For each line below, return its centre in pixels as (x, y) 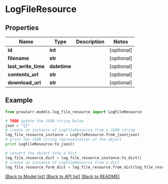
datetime (60, 66)
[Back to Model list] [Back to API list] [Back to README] (62, 176)
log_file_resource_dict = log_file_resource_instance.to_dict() (73, 158)
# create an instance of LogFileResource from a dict (62, 162)
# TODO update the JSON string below (44, 121)
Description (90, 42)
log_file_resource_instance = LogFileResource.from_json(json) (72, 135)
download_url (24, 82)
